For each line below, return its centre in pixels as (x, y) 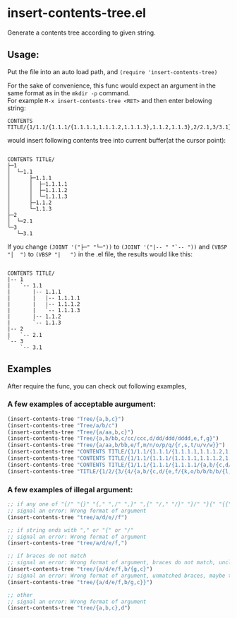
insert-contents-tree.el (77, 13)
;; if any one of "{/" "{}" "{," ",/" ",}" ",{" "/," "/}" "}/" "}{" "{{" (120, 504)
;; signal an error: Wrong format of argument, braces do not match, (112, 563)
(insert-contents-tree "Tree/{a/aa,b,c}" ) (71, 432)
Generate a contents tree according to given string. (82, 32)
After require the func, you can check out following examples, (97, 386)
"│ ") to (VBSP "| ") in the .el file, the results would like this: (100, 254)
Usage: (24, 55)
